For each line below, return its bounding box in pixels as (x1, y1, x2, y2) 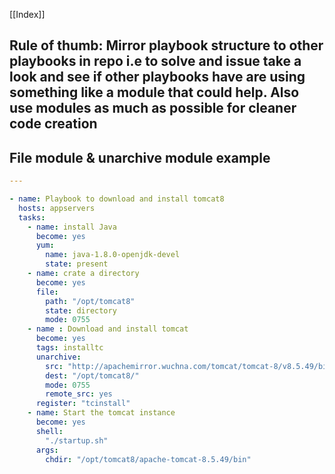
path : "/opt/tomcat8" (45, 296, 136, 306)
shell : (35, 426, 64, 436)
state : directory (45, 305, 117, 316)
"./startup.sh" (45, 435, 109, 446)
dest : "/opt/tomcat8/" (45, 370, 140, 381)
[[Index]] (9, 9, 46, 20)
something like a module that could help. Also (9, 84, 300, 101)
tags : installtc (35, 343, 104, 353)
